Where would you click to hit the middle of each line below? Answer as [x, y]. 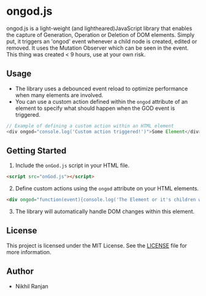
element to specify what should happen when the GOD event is [95, 108]
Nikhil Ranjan [32, 286]
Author [20, 271]
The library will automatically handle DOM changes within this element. [105, 212]
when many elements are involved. [59, 95]
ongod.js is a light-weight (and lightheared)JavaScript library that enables [99, 28]
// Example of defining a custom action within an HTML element [90, 126]
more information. [29, 252]
